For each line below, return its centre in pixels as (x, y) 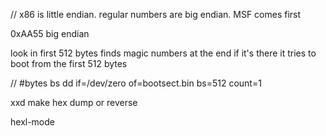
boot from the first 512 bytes (69, 63)
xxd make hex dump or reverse (74, 102)
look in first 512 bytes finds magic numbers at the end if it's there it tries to (163, 53)
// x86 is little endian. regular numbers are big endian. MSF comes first (156, 14)
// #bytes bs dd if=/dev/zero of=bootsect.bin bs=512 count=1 (136, 83)
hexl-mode (32, 122)
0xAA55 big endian (50, 33)
